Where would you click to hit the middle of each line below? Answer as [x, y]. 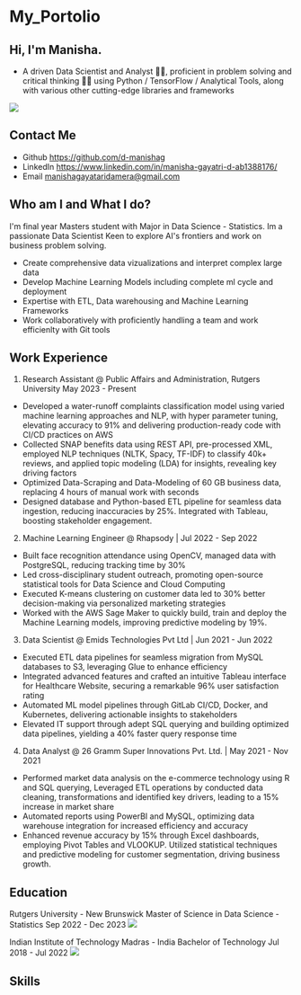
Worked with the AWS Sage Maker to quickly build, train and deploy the [155, 613]
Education [39, 892]
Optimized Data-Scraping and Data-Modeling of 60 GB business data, [151, 483]
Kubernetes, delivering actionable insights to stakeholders [130, 715]
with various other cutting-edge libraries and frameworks [128, 90]
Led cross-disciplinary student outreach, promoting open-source [142, 575]
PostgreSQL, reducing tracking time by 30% [104, 565]
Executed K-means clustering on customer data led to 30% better [144, 594]
